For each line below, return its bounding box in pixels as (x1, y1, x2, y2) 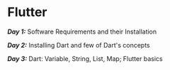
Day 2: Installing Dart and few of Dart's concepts (7, 41, 150, 49)
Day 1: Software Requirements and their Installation (7, 27, 157, 36)
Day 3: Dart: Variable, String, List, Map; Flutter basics (7, 54, 163, 63)
